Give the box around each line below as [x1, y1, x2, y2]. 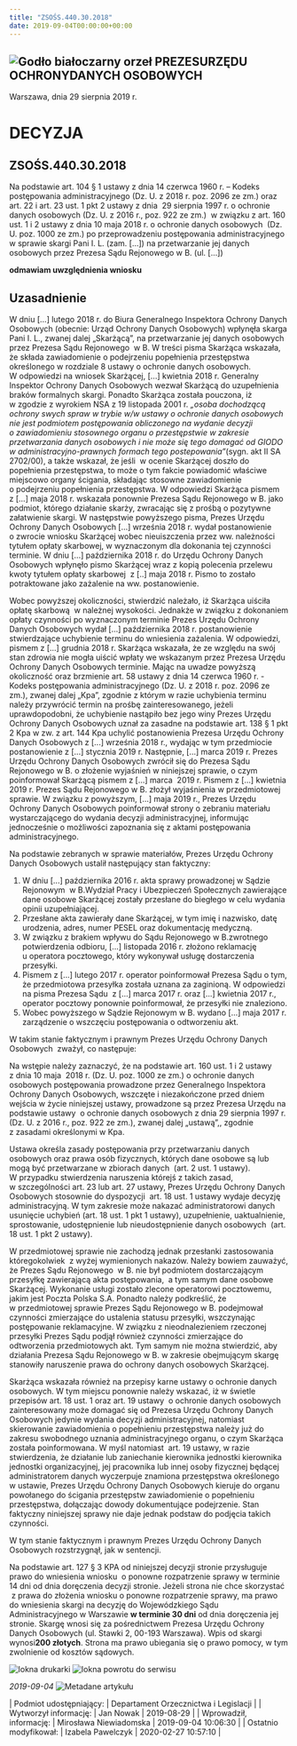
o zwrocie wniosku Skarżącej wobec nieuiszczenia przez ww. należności [9, 531, 276, 542]
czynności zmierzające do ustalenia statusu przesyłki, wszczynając [9, 1312, 255, 1323]
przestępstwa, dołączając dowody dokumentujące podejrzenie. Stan [9, 1499, 260, 1510]
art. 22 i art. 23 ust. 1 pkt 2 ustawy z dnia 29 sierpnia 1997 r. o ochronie [9, 201, 270, 211]
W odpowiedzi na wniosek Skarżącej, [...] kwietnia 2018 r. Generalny [9, 370, 260, 382]
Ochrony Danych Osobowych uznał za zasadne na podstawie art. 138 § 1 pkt [9, 718, 289, 729]
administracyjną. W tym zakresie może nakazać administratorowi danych [9, 1201, 276, 1211]
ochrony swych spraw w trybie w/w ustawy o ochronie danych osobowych [9, 409, 284, 419]
